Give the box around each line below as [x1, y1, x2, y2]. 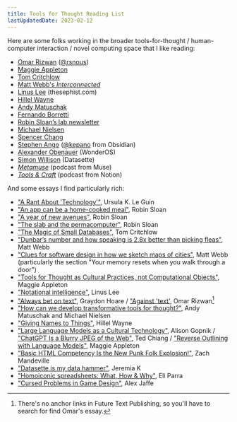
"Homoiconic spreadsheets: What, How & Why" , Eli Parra [17, 372, 183, 380]
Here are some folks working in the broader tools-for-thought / [7, 36, 190, 45]
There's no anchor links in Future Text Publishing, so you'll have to [17, 399, 211, 408]
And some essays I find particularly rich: [7, 184, 125, 192]
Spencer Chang [17, 132, 63, 141]
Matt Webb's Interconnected [17, 80, 101, 88]
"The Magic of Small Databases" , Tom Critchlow [17, 228, 158, 236]
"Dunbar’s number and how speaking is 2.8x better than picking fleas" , [17, 235, 224, 244]
